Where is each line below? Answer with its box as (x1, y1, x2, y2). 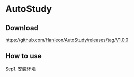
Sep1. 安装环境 (5, 66, 36, 72)
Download (5, 23, 38, 32)
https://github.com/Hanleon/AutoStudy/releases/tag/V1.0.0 (5, 37, 129, 43)
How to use (5, 52, 42, 60)
